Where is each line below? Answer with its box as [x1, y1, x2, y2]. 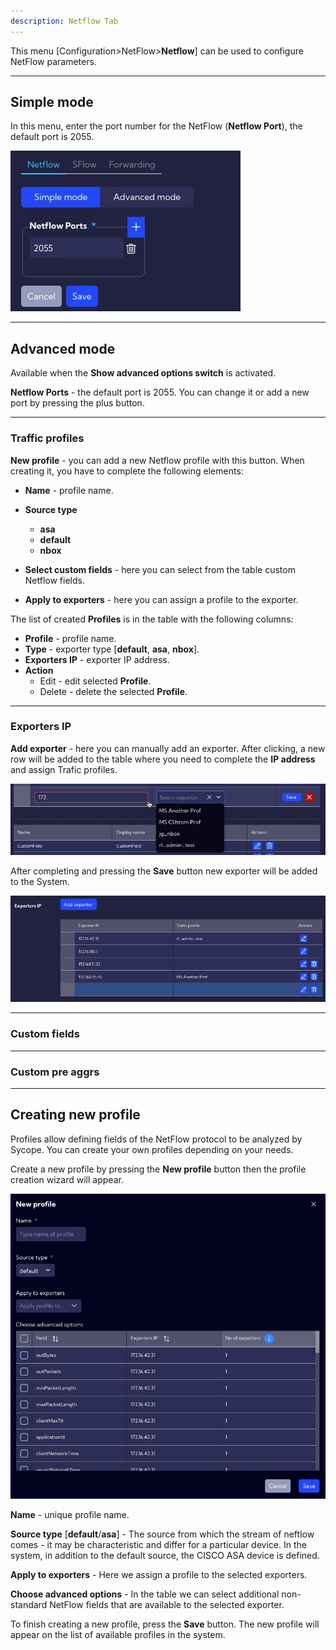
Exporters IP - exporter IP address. [24, 653, 170, 665]
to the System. [10, 875, 70, 887]
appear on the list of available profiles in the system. [10, 1629, 226, 1641]
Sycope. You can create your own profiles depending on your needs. [10, 1143, 294, 1155]
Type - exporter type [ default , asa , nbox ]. [24, 643, 200, 655]
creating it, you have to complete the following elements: [10, 465, 244, 477]
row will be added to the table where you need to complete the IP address [10, 753, 316, 765]
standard [10, 1599, 48, 1611]
